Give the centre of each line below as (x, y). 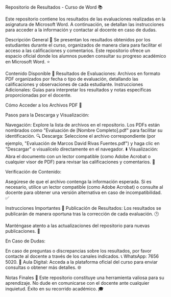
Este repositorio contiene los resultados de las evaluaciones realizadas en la (86, 19)
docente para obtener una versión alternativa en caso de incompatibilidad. (84, 192)
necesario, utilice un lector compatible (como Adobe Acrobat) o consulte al (84, 187)
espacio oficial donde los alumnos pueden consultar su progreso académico (86, 56)
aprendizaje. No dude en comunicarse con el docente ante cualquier (77, 283)
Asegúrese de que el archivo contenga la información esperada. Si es (78, 182)
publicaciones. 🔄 (23, 231)
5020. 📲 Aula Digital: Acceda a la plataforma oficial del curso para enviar (82, 262)
